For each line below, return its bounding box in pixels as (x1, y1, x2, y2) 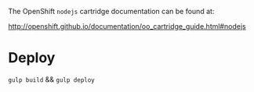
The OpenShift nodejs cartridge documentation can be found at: (8, 7, 215, 16)
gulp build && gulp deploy (8, 74, 96, 84)
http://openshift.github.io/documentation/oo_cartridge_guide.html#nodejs (8, 22, 246, 30)
